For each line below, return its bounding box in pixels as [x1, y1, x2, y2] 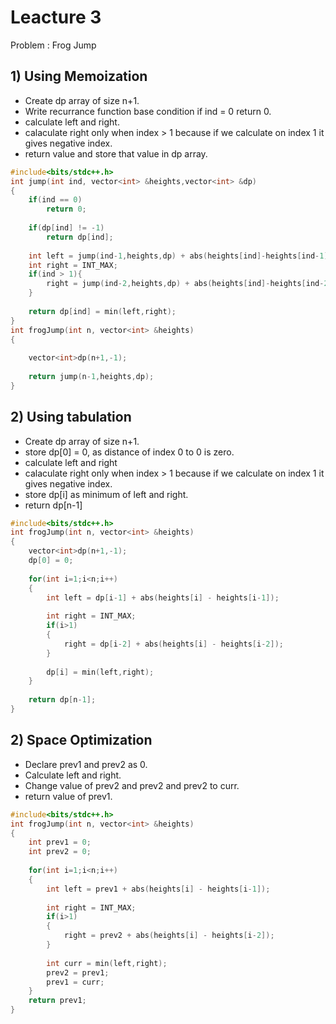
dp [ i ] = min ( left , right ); [46, 667, 155, 677]
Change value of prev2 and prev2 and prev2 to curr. [24, 779, 240, 791]
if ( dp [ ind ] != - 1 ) [28, 223, 105, 233]
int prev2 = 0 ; [28, 847, 92, 857]
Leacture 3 [10, 6, 102, 29]
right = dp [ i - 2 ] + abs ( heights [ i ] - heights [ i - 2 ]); [63, 639, 284, 649]
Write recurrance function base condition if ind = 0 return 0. [24, 105, 272, 117]
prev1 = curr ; [46, 977, 105, 987]
